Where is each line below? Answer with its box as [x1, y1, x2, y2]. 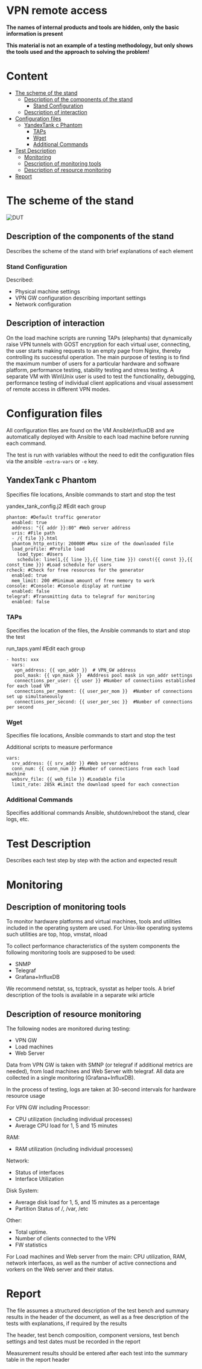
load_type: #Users [17, 551, 63, 557]
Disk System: [6, 1187, 39, 1194]
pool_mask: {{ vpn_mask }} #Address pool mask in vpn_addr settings [14, 672, 193, 678]
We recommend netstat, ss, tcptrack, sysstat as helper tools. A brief [6, 985, 175, 992]
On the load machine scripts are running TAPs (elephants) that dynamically [6, 334, 192, 341]
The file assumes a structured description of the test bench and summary [6, 1307, 189, 1314]
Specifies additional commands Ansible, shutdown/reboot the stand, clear [6, 809, 190, 816]
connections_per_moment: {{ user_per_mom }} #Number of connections [14, 688, 193, 694]
